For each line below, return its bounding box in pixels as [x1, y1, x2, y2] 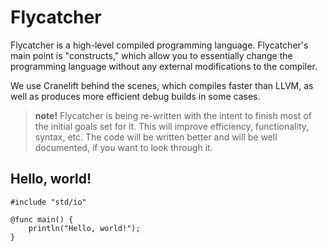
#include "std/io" [10, 197, 87, 207]
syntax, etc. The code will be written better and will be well [34, 131, 278, 143]
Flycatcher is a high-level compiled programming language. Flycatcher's [10, 39, 309, 51]
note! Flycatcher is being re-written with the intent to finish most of [34, 109, 312, 121]
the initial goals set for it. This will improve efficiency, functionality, [34, 120, 310, 132]
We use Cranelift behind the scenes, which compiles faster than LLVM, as [10, 79, 314, 91]
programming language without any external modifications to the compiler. [10, 60, 318, 72]
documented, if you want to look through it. [34, 141, 213, 153]
